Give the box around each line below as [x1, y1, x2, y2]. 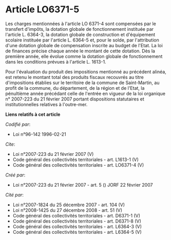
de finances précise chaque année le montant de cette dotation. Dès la [5, 48, 156, 54]
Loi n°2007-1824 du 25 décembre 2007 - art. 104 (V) [12, 202, 125, 208]
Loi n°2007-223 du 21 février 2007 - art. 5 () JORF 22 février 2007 [12, 182, 153, 188]
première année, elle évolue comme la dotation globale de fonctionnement [5, 53, 163, 59]
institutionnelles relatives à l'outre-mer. [5, 101, 88, 107]
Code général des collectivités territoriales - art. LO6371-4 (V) [12, 162, 144, 168]
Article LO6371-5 [5, 4, 80, 15]
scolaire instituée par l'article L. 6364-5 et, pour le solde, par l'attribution [5, 37, 159, 43]
